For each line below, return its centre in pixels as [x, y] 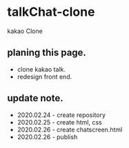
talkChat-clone [51, 12]
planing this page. [47, 53]
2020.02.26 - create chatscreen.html [70, 129]
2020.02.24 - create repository [61, 115]
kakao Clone [25, 31]
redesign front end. [44, 76]
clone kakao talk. [41, 69]
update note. [35, 98]
